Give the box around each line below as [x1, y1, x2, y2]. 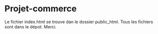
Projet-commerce [4, 3, 77, 14]
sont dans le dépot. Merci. [4, 24, 57, 29]
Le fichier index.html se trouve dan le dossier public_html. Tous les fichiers [4, 19, 153, 25]
